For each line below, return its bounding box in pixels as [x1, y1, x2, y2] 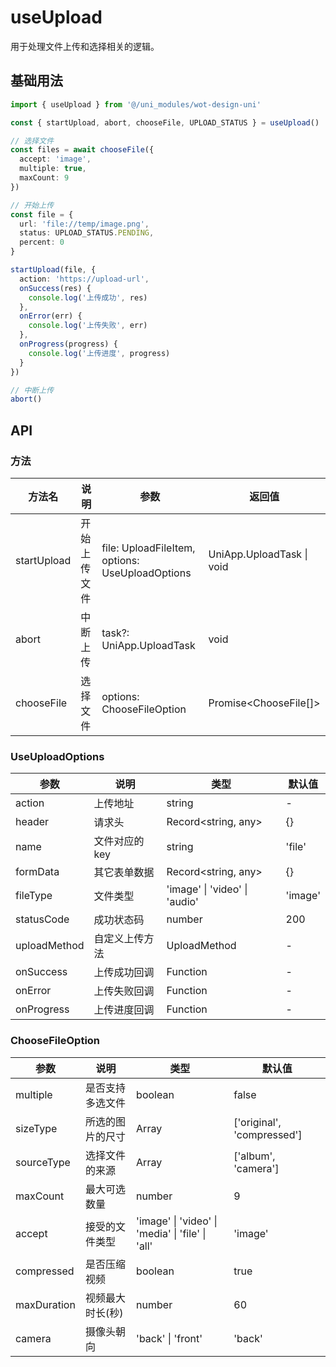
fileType [15, 889, 53, 903]
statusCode [15, 912, 70, 926]
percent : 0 [19, 237, 65, 248]
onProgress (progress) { [19, 339, 118, 349]
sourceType [15, 1155, 71, 1169]
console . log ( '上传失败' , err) [28, 321, 148, 331]
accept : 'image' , [19, 154, 92, 165]
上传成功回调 [93, 966, 155, 980]
